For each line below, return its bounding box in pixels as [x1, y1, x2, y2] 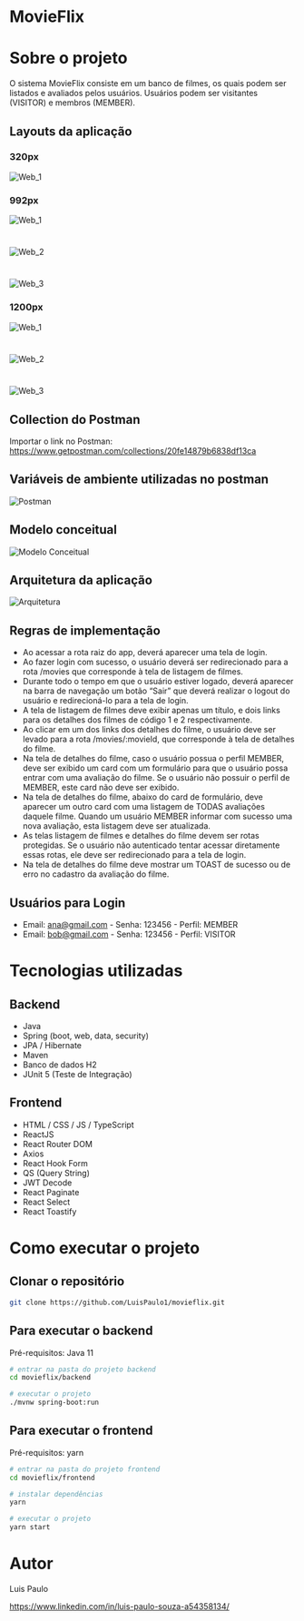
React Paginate [22, 1186, 80, 1197]
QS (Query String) [22, 1167, 91, 1178]
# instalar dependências [9, 1489, 103, 1498]
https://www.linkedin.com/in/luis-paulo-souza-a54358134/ [9, 1601, 230, 1612]
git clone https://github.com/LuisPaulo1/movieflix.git [9, 1298, 225, 1307]
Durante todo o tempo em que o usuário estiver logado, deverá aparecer [22, 676, 294, 687]
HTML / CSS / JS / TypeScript [22, 1119, 134, 1130]
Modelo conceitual [9, 522, 118, 537]
